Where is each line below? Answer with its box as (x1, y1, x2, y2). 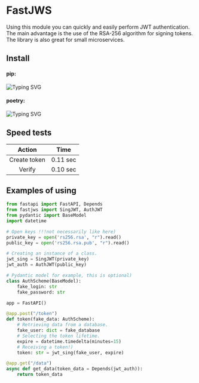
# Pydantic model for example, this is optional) (6, 272, 133, 278)
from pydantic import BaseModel (6, 213, 87, 219)
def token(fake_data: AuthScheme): (6, 316, 95, 323)
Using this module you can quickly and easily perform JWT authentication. (6, 23, 190, 30)
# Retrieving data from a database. (17, 322, 109, 328)
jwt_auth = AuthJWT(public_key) (6, 262, 87, 268)
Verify (19, 165, 36, 173)
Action (17, 145, 37, 154)
